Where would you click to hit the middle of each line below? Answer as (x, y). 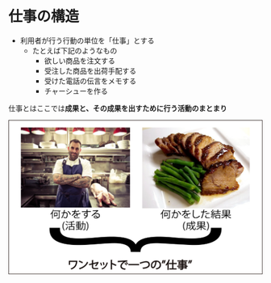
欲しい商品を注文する (79, 61)
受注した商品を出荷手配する (90, 70)
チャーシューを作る (76, 91)
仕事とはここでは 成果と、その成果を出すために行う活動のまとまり (118, 108)
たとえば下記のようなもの (75, 50)
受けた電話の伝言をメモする (90, 81)
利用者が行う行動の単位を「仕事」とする (87, 40)
